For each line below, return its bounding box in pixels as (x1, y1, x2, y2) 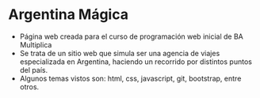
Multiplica (19, 40, 52, 49)
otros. (19, 81, 40, 92)
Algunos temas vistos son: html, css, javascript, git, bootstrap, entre (19, 73, 242, 83)
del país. (19, 65, 48, 74)
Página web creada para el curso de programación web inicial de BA (19, 32, 243, 41)
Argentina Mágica (8, 6, 129, 24)
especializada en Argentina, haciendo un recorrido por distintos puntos (19, 57, 252, 66)
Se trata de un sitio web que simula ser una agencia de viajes (19, 48, 220, 58)
